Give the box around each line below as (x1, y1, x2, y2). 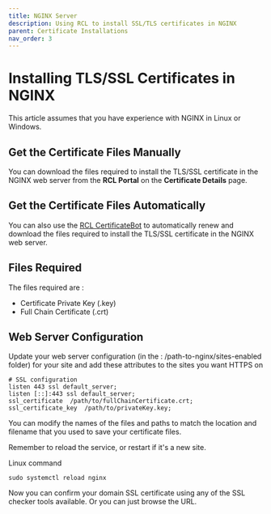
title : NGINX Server (8, 11, 78, 20)
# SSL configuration (8, 376, 78, 384)
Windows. (8, 122, 42, 132)
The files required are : (8, 282, 85, 292)
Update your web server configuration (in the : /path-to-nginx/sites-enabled (8, 351, 262, 361)
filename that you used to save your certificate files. (8, 427, 182, 437)
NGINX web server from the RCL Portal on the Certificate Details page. (8, 176, 248, 185)
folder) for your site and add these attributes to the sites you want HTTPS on (8, 360, 264, 370)
